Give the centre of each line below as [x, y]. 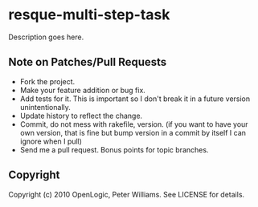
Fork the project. [47, 81]
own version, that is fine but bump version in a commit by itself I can [133, 132]
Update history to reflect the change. [81, 116]
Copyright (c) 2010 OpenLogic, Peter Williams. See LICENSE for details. [127, 194]
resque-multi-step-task [89, 15]
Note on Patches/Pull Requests [88, 62]
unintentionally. [45, 107]
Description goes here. [46, 37]
